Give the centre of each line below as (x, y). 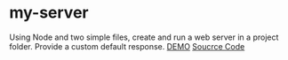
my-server (49, 13)
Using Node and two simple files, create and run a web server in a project (144, 37)
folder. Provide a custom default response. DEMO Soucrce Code (127, 46)
